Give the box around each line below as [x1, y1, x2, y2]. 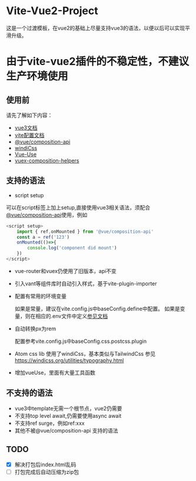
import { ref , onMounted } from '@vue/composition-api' [16, 229, 154, 235]
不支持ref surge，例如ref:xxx [14, 420, 85, 427]
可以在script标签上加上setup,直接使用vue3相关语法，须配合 [6, 204, 151, 211]
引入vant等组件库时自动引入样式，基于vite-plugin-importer [14, 279, 157, 287]
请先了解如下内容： [6, 111, 53, 119]
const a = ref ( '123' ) [16, 234, 69, 240]
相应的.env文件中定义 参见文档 [35, 312, 108, 320]
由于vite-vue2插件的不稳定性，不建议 [6, 55, 190, 69]
